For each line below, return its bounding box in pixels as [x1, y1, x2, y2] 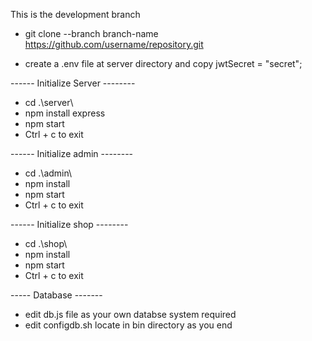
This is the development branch [10, 9, 141, 20]
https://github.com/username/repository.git [24, 39, 204, 50]
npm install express [24, 107, 106, 119]
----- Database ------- [10, 289, 103, 301]
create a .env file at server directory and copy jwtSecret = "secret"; [24, 58, 303, 69]
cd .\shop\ [24, 238, 68, 249]
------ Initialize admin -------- [10, 148, 134, 159]
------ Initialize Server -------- [10, 77, 136, 89]
